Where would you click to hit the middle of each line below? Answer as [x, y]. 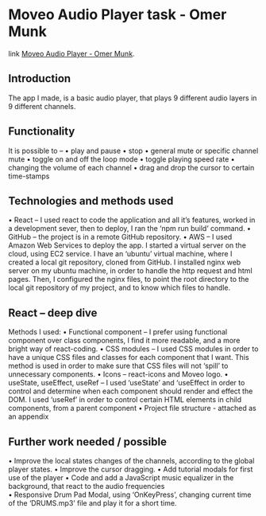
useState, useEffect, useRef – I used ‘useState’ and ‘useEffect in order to [127, 383]
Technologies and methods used [91, 201]
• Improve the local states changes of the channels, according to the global [131, 461]
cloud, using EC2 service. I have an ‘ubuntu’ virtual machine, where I [120, 254]
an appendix [29, 416]
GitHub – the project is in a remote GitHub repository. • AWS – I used [120, 237]
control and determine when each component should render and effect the [131, 391]
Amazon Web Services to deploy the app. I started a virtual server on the [127, 245]
